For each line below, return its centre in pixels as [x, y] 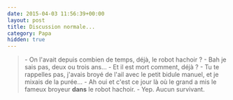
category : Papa [29, 33]
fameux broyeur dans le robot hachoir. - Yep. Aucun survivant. [114, 90]
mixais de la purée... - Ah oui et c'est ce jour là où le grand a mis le [120, 82]
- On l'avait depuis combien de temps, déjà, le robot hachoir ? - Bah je [125, 59]
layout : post [26, 20]
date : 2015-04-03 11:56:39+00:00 [56, 14]
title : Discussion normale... [51, 27]
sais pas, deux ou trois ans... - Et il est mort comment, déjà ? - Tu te [122, 67]
